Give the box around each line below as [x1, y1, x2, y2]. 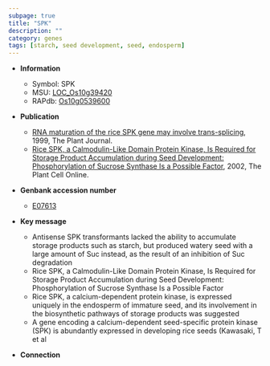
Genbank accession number [19, 185, 117, 195]
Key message [19, 217, 67, 226]
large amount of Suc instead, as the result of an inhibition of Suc [31, 250, 245, 259]
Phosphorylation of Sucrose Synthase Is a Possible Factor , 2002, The [31, 161, 262, 171]
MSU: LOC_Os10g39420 [31, 87, 112, 97]
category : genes [8, 34, 63, 43]
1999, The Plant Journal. [31, 136, 113, 145]
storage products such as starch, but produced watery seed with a [31, 241, 253, 250]
